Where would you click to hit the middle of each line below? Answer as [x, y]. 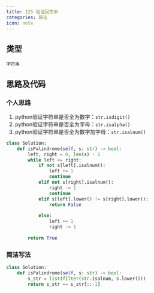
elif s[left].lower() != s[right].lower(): [93, 199]
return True [43, 238]
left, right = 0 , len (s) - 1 [64, 154]
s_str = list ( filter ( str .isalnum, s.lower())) [87, 279]
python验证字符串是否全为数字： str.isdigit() [73, 116]
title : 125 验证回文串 [32, 12]
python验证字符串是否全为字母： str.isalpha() [73, 124]
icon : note [20, 23]
